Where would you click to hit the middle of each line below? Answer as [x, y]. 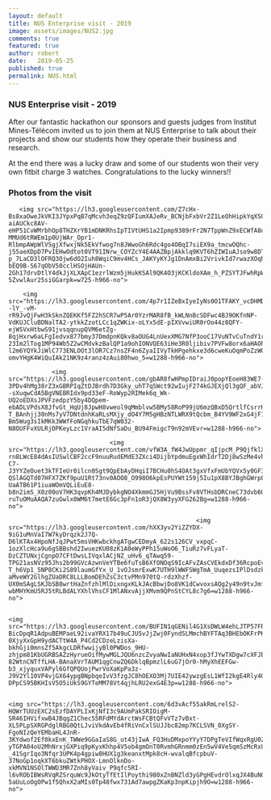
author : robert [34, 53]
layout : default [35, 16]
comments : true [34, 38]
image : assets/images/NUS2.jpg [61, 31]
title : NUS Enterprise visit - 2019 [70, 23]
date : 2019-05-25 [41, 61]
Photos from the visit [50, 192]
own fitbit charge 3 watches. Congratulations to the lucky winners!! [120, 171]
